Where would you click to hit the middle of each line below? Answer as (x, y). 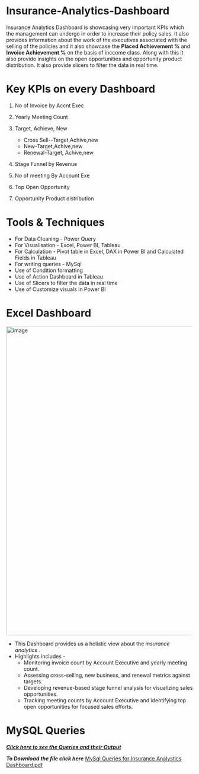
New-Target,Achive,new (53, 146)
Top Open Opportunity (42, 187)
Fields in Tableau (35, 258)
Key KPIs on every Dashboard (81, 89)
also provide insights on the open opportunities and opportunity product (94, 59)
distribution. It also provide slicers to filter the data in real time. (82, 65)
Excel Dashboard (49, 313)
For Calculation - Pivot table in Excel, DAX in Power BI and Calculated (99, 251)
